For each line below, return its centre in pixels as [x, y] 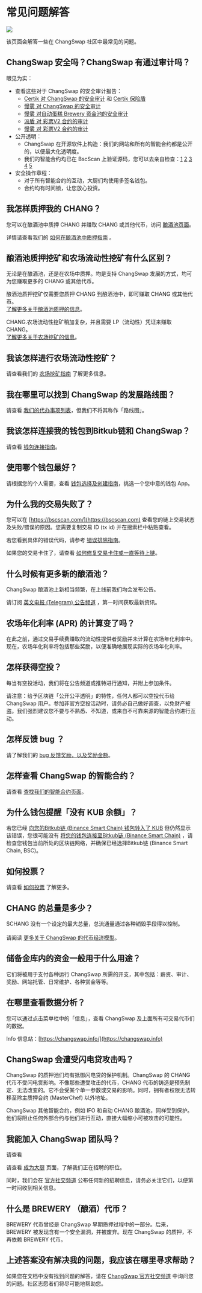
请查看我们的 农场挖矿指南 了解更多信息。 [58, 374]
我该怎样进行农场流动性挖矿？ [62, 358]
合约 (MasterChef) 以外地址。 [74, 1098]
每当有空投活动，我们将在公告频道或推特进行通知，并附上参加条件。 [90, 683]
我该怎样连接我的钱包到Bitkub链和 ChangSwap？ [98, 431]
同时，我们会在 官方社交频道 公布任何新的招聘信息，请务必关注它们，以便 [97, 1180]
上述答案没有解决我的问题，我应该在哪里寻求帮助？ [101, 1260]
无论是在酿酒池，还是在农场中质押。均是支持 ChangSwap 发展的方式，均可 [99, 274]
